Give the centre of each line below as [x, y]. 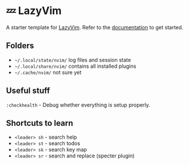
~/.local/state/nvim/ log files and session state [73, 60]
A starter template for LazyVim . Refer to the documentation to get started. [95, 27]
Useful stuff [28, 91]
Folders [20, 46]
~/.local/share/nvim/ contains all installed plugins [75, 66]
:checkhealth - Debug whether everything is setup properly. [78, 105]
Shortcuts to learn [40, 123]
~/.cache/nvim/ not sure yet [48, 72]
